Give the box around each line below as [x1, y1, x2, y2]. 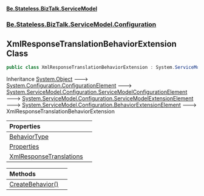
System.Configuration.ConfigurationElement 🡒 [6, 82, 132, 89]
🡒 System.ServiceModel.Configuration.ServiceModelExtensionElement [6, 95, 194, 102]
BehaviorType [9, 133, 49, 141]
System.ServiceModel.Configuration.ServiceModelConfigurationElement [6, 88, 188, 96]
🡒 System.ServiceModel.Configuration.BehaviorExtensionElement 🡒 [6, 101, 197, 109]
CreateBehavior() [9, 180, 59, 189]
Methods [9, 170, 36, 178]
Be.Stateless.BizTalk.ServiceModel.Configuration [6, 20, 157, 29]
